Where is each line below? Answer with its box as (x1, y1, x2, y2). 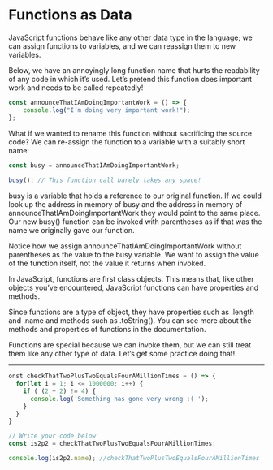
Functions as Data (8, 6, 132, 24)
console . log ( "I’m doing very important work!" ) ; (23, 106, 191, 114)
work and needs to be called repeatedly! (8, 83, 144, 93)
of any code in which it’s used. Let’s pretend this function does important (8, 74, 253, 84)
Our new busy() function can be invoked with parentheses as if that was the (8, 217, 262, 226)
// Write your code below (8, 432, 96, 440)
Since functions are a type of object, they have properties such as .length (8, 307, 254, 317)
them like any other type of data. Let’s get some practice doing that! (8, 349, 236, 359)
